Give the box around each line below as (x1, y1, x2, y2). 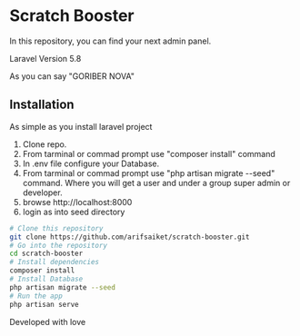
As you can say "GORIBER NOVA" (9, 70, 135, 82)
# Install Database (9, 274, 84, 283)
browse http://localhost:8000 (22, 196, 133, 207)
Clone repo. (22, 138, 67, 150)
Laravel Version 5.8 (9, 53, 82, 64)
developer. (22, 187, 63, 198)
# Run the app (9, 292, 64, 301)
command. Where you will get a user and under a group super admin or (22, 177, 291, 188)
